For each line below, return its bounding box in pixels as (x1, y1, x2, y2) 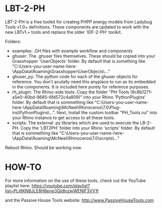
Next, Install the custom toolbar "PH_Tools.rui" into (56, 109, 158, 115)
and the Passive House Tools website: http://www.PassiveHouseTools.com (5, 197, 154, 203)
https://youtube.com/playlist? (31, 182, 90, 189)
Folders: (5, 38, 21, 44)
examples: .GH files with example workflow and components (12, 48, 133, 54)
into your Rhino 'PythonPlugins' (83, 94, 146, 100)
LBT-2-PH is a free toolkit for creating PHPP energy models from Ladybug (5, 19, 152, 25)
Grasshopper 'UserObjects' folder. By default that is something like (12, 58, 146, 64)
